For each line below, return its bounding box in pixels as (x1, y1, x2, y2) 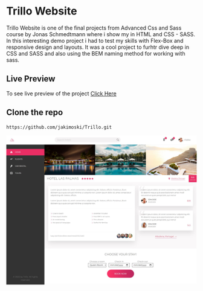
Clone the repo (6, 107, 63, 118)
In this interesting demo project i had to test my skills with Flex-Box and (6, 37, 184, 44)
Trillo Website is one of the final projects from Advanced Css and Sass (6, 24, 182, 31)
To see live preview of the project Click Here (6, 89, 117, 97)
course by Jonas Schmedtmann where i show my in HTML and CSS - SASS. (6, 30, 195, 37)
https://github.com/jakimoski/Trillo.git (6, 124, 112, 130)
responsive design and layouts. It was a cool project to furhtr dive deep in (6, 43, 190, 51)
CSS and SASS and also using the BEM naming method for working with (6, 50, 185, 57)
